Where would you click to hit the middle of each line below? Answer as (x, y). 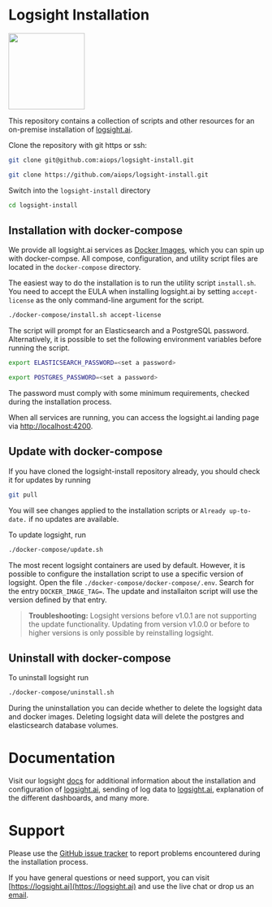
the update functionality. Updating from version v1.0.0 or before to (139, 624)
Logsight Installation (79, 15)
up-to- (240, 511)
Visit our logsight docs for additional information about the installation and (132, 781)
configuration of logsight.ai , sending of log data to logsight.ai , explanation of (136, 789)
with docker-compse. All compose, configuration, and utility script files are (133, 258)
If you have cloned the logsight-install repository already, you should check (134, 471)
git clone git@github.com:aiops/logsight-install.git (101, 160)
